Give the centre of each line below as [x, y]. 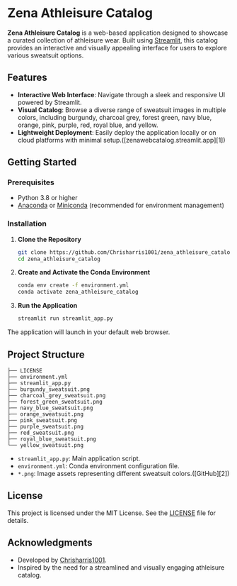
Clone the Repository [49, 239]
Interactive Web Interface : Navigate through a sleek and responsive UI [121, 94]
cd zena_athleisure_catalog [59, 259]
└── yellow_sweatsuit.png [45, 445]
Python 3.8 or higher [47, 198]
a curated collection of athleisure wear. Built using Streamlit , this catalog [112, 40]
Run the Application [47, 306]
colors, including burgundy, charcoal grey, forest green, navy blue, [115, 117]
